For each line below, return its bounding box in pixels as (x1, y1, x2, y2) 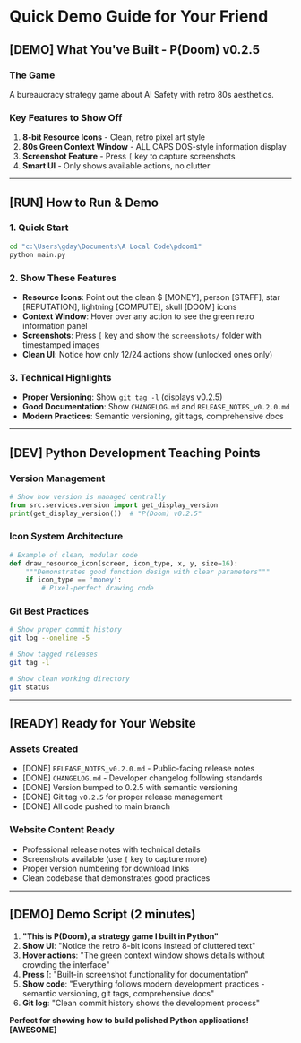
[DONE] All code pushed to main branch (21, 801, 171, 812)
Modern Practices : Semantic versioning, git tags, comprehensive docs (21, 410, 284, 422)
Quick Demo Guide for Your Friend (9, 6, 269, 27)
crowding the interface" (21, 959, 110, 970)
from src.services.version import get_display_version (9, 500, 219, 510)
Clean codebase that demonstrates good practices (21, 872, 211, 884)
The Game (9, 69, 56, 82)
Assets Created (9, 743, 79, 755)
